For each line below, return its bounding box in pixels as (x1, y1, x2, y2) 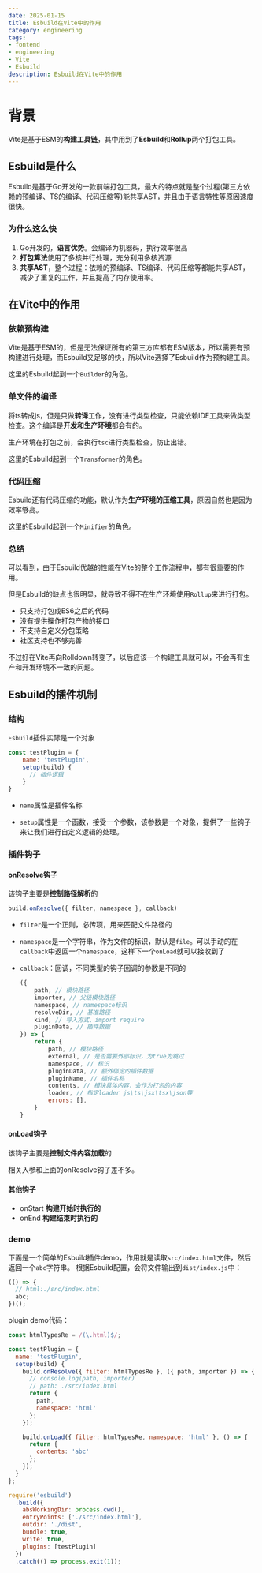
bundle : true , (22, 1528, 68, 1536)
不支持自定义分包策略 (19, 626, 89, 635)
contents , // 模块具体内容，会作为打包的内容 (48, 1082, 183, 1090)
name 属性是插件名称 (19, 800, 83, 810)
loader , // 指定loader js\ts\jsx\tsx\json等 (48, 1089, 193, 1097)
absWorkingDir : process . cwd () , (22, 1506, 125, 1514)
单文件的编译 (8, 391, 57, 403)
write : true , (22, 1535, 65, 1543)
